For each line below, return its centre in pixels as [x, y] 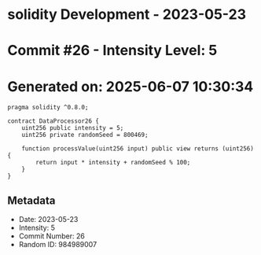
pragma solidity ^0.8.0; [48, 108]
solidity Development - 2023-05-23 [127, 15]
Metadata [31, 200]
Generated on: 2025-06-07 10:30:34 [130, 86]
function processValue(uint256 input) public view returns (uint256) [138, 149]
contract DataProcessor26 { [53, 121]
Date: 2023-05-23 [48, 220]
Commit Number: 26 [52, 236]
